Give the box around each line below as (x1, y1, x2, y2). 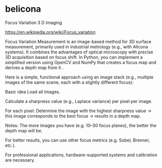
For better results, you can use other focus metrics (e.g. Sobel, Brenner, (5, 137, 151, 143)
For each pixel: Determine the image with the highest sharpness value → (5, 108, 152, 114)
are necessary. (5, 157, 35, 163)
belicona (5, 3, 41, 15)
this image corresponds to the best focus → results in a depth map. (5, 113, 141, 119)
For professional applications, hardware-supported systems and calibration (5, 152, 158, 158)
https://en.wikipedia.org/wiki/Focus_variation (5, 29, 96, 35)
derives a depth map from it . (5, 65, 64, 71)
